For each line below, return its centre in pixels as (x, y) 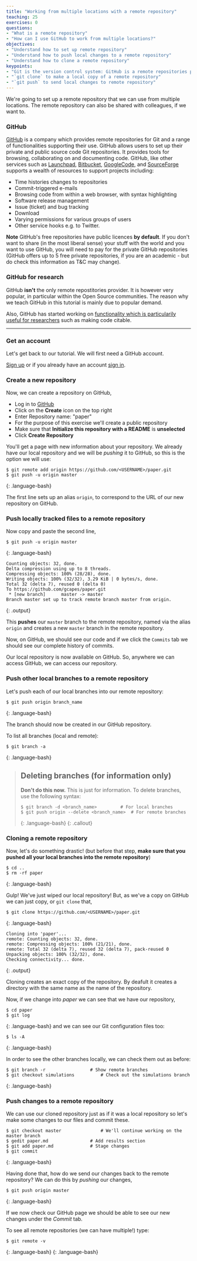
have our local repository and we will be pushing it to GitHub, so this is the (96, 453)
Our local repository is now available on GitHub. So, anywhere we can (90, 657)
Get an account (28, 341)
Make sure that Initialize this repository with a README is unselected (100, 429)
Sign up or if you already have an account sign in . (66, 365)
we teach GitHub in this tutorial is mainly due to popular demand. (84, 302)
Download (27, 213)
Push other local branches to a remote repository (77, 679)
